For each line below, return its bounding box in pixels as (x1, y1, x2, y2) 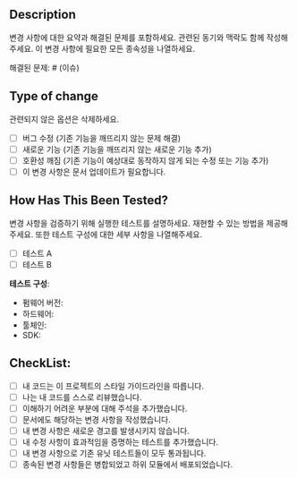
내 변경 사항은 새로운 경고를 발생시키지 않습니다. (21, 425, 190, 436)
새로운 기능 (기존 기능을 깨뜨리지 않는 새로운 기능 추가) (21, 143, 212, 155)
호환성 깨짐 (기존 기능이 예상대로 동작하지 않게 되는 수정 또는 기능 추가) (21, 155, 269, 166)
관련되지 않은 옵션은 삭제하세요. (9, 114, 120, 124)
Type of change (9, 89, 98, 104)
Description (9, 7, 76, 22)
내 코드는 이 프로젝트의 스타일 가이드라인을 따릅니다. (21, 380, 204, 391)
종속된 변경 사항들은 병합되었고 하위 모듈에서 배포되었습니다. (21, 459, 233, 470)
